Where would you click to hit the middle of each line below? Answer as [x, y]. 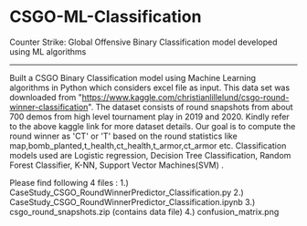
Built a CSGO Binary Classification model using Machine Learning [133, 77]
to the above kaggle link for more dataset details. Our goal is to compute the [153, 126]
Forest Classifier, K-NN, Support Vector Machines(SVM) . [116, 165]
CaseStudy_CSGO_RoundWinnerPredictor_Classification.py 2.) [127, 192]
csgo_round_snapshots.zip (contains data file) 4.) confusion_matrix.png [144, 211]
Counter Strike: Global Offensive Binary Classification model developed [143, 42]
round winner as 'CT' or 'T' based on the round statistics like [123, 136]
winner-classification [49, 107]
